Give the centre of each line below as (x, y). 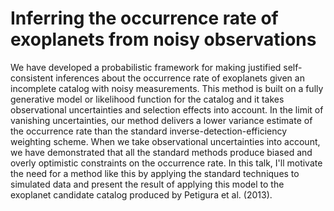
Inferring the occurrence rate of (144, 18)
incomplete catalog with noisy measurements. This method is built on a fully (167, 88)
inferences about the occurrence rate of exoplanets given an (180, 78)
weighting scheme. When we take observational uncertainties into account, (165, 141)
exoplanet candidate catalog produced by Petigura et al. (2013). (141, 194)
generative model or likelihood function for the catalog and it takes (147, 99)
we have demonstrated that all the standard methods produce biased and (161, 152)
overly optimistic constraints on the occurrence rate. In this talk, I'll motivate (166, 163)
